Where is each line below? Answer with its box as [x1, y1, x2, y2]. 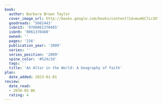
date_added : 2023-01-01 [9, 75, 57, 79]
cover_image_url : [9, 16, 44, 21]
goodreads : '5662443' [9, 20, 53, 26]
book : [4, 7, 16, 12]
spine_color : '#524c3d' [9, 57, 57, 61]
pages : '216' [9, 39, 36, 44]
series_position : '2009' [9, 52, 59, 57]
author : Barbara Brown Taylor [9, 12, 70, 16]
